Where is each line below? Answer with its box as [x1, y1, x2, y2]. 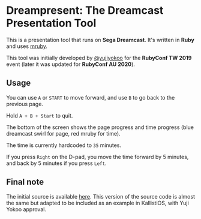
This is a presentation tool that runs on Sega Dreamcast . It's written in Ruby [6, 36, 195, 43]
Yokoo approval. [6, 205, 47, 213]
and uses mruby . [6, 43, 48, 50]
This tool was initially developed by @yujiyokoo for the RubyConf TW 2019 [6, 54, 192, 61]
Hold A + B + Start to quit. [6, 112, 73, 119]
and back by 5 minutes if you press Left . [6, 160, 107, 167]
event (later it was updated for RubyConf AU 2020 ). [6, 61, 135, 68]
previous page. [6, 100, 44, 107]
